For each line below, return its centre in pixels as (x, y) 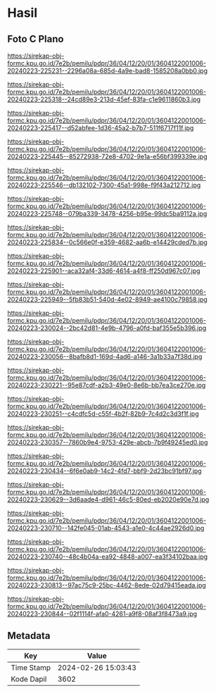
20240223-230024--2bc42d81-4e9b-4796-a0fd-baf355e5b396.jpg (107, 328)
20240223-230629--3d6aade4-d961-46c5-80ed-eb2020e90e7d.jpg (108, 500)
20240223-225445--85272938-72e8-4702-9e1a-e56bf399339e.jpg (107, 157)
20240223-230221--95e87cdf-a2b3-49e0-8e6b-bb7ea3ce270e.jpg (107, 385)
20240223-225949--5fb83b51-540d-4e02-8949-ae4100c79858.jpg (107, 299)
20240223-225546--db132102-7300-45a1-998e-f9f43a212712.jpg (104, 185)
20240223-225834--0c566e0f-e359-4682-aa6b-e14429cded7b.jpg (107, 242)
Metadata (29, 636)
